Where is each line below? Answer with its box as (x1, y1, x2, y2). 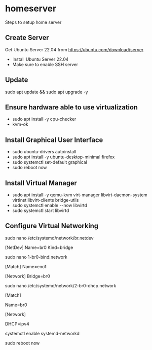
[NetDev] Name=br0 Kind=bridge (5, 245, 73, 250)
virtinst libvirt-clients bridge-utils (12, 197, 79, 203)
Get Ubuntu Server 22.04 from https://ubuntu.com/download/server (5, 46, 144, 52)
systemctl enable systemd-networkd (5, 330, 80, 336)
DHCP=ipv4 (5, 321, 30, 327)
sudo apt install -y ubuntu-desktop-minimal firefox (12, 154, 115, 160)
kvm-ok (12, 121, 29, 127)
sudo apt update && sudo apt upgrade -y (5, 89, 88, 95)
